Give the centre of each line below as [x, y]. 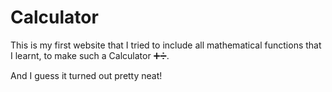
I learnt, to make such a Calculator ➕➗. [90, 55]
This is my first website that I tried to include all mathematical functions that [166, 45]
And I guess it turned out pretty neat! [86, 75]
